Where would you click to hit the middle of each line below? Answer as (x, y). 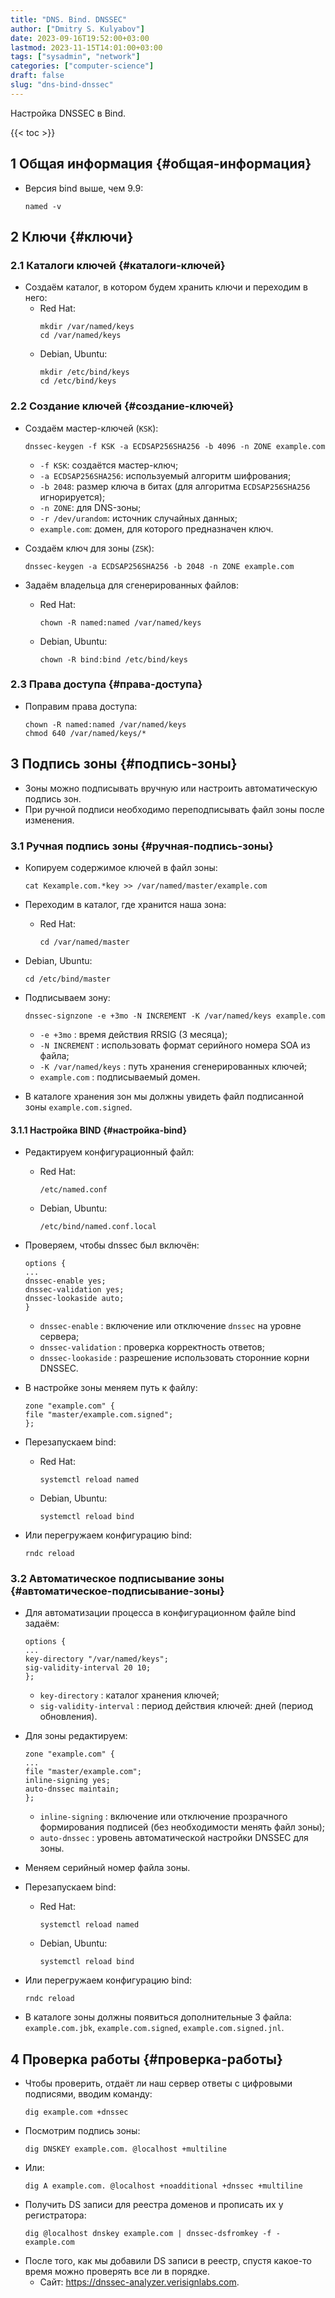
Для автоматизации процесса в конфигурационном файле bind (160, 1613)
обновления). (68, 1717)
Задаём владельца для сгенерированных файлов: (132, 585)
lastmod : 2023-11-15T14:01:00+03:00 (86, 47)
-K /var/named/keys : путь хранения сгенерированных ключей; (173, 1066)
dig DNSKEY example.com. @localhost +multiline (125, 2149)
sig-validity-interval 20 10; (88, 1668)
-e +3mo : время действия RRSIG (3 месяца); (133, 1034)
